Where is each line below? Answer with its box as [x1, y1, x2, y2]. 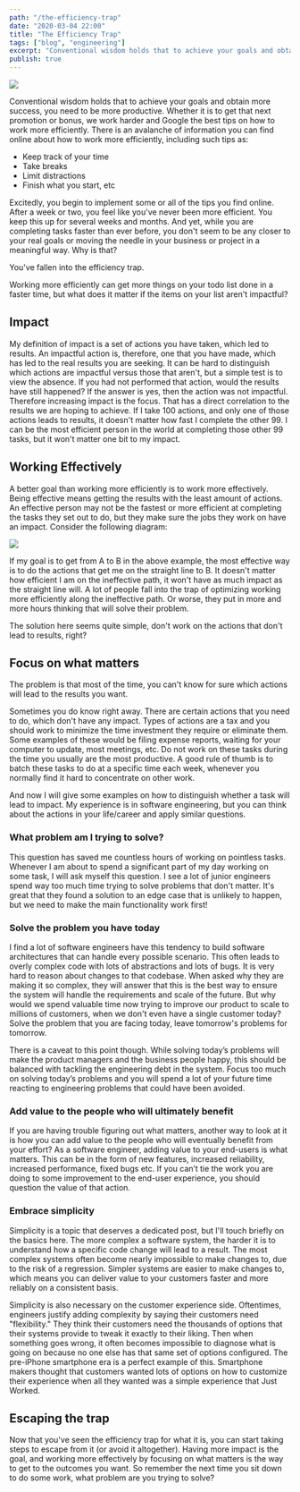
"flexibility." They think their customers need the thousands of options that [9, 1318, 283, 1329]
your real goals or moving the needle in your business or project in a [9, 235, 261, 246]
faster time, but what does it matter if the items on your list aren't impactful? [9, 289, 288, 300]
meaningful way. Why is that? [9, 245, 118, 255]
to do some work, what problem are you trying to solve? [9, 1472, 215, 1483]
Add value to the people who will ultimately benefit [9, 1105, 234, 1117]
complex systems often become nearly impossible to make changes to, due [9, 1253, 287, 1264]
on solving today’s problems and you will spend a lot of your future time [9, 1073, 272, 1084]
